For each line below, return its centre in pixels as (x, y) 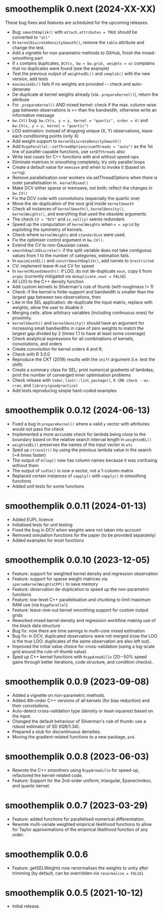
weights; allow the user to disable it (47, 307)
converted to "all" (31, 37)
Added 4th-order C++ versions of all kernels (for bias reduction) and (81, 700)
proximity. (22, 318)
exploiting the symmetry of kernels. (48, 229)
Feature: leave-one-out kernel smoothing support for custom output (80, 610)
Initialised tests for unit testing (42, 525)
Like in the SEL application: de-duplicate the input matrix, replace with (82, 302)
